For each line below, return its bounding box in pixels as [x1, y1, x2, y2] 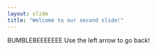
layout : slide [7, 10, 49, 17]
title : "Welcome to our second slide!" [7, 17, 124, 24]
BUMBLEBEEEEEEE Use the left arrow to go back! [7, 36, 151, 44]
